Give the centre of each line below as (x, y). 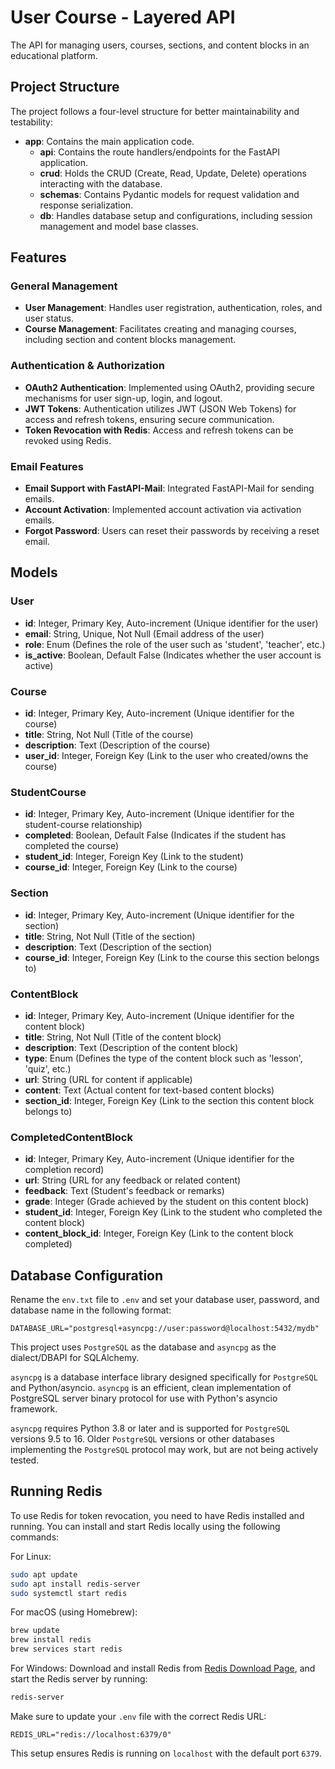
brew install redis (51, 1640)
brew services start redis (66, 1649)
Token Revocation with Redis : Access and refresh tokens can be (159, 430)
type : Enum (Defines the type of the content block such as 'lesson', (163, 1058)
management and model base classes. (119, 226)
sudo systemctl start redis (69, 1593)
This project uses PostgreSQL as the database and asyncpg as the (143, 1347)
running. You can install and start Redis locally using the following (145, 1526)
